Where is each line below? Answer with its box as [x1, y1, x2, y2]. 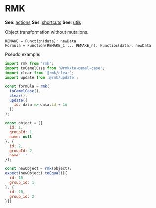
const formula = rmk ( [5, 84, 50, 89]
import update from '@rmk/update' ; [5, 75, 78, 80]
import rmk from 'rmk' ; [5, 61, 54, 66]
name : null [9, 134, 32, 139]
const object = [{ [5, 120, 43, 125]
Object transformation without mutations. [5, 29, 89, 35]
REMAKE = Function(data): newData [5, 38, 77, 44]
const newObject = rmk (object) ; [5, 166, 72, 171]
